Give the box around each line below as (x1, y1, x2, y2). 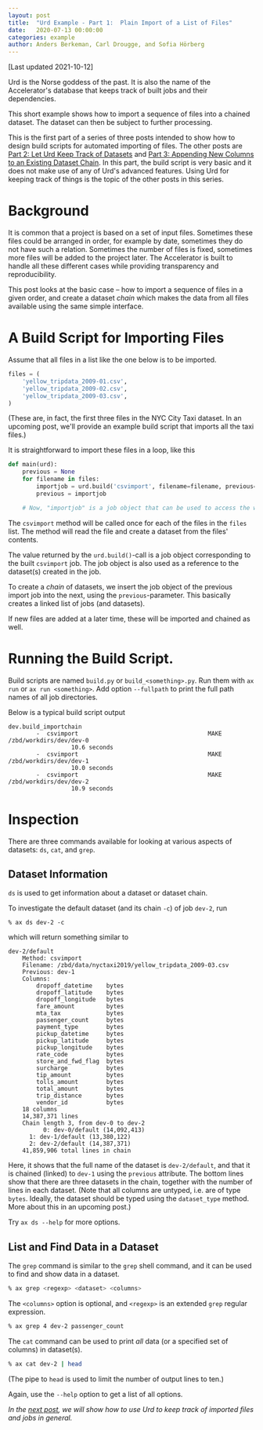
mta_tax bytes (36, 1009, 124, 1017)
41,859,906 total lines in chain (22, 1147, 131, 1155)
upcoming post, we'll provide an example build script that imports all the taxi (8, 421, 254, 432)
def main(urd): (8, 461, 58, 469)
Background (8, 202, 89, 220)
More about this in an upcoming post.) (8, 1202, 131, 1212)
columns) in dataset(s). (8, 1344, 83, 1354)
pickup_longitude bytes (36, 1044, 124, 1052)
